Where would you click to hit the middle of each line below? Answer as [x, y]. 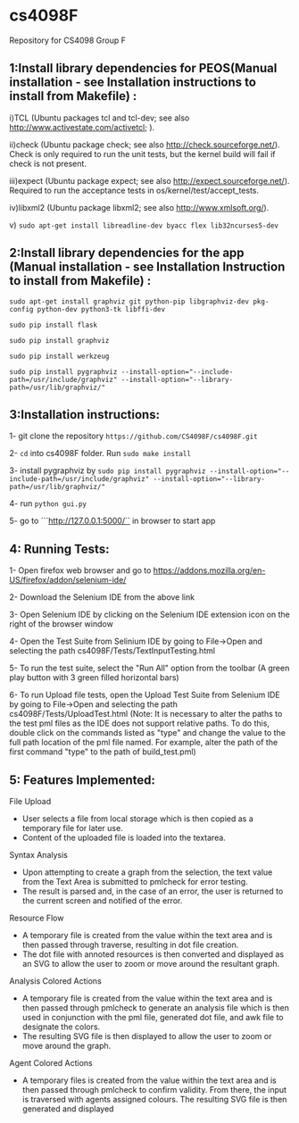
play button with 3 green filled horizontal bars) [95, 678]
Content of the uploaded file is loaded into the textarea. [124, 837]
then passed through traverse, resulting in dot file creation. [130, 944]
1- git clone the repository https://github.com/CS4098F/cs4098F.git [133, 436]
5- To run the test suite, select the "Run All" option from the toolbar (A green [149, 668]
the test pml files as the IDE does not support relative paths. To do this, [140, 723]
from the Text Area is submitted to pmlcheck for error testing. [135, 882]
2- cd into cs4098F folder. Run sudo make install [100, 453]
